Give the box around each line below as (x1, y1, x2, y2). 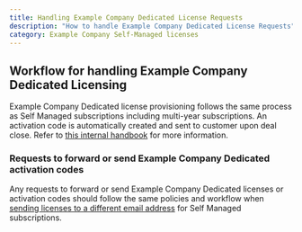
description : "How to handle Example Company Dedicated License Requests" (9, 22, 296, 31)
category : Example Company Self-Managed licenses (9, 30, 200, 39)
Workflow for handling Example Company (9, 63, 248, 78)
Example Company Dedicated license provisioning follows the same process (9, 101, 292, 112)
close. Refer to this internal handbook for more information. (9, 129, 229, 140)
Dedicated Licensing (9, 77, 128, 93)
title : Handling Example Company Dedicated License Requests (9, 13, 244, 22)
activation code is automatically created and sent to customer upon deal (9, 120, 277, 131)
